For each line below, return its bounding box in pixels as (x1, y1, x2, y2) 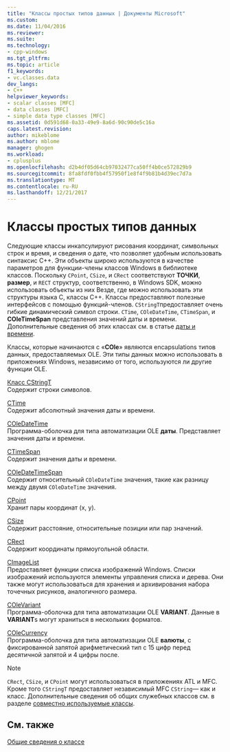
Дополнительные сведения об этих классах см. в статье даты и (7, 322, 196, 331)
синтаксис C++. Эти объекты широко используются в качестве (7, 256, 194, 265)
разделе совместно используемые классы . (7, 700, 135, 708)
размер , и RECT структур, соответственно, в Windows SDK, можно (7, 278, 202, 286)
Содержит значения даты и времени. (7, 455, 117, 463)
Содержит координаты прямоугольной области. (7, 545, 149, 553)
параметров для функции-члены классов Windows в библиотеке (7, 264, 198, 272)
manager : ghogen (7, 145, 54, 152)
